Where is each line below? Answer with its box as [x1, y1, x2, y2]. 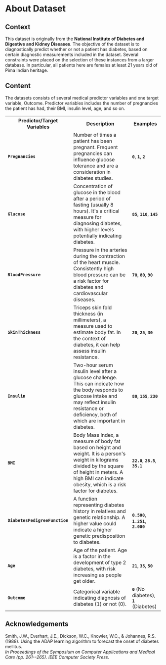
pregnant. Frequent [73, 144, 118, 151]
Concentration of [73, 183, 113, 190]
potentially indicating [73, 232, 122, 239]
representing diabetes [73, 501, 124, 508]
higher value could [73, 520, 117, 527]
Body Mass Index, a [73, 431, 119, 438]
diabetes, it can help [73, 341, 120, 348]
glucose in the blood [73, 189, 121, 196]
